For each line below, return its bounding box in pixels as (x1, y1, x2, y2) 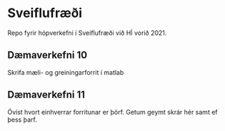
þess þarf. (7, 115, 37, 124)
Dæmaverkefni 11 (7, 89, 86, 101)
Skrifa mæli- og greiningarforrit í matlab (7, 68, 124, 76)
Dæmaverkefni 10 (7, 49, 88, 61)
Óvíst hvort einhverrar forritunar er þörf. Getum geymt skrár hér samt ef (7, 108, 218, 116)
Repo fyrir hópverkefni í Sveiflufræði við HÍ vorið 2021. (7, 28, 167, 37)
